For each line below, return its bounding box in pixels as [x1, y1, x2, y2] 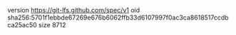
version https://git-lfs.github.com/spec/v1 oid [7, 6, 140, 14]
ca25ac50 [7, 21, 37, 29]
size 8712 [38, 21, 66, 29]
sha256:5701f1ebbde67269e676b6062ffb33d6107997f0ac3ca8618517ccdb [7, 13, 230, 22]
